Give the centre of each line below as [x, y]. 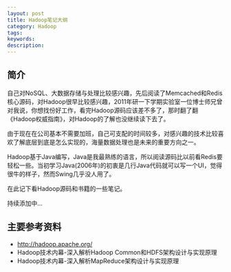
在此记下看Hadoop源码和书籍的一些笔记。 [67, 188]
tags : [15, 33]
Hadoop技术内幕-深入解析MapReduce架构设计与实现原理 [98, 261]
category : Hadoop [32, 26]
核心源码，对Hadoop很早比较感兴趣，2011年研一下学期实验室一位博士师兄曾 [115, 101]
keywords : [21, 39]
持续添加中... [25, 203]
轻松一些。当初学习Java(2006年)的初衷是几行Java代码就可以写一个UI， [109, 165]
